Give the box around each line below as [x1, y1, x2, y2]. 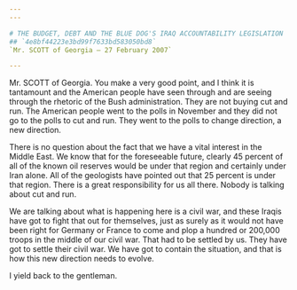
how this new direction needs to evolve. [9, 254, 155, 264]
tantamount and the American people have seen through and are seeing [9, 87, 272, 98]
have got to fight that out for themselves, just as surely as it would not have [9, 216, 284, 226]
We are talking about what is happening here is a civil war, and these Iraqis [9, 206, 282, 217]
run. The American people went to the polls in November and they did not [9, 106, 277, 116]
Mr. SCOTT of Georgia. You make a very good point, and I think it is [9, 77, 254, 89]
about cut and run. [9, 189, 77, 200]
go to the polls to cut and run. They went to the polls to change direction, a [9, 115, 282, 126]
